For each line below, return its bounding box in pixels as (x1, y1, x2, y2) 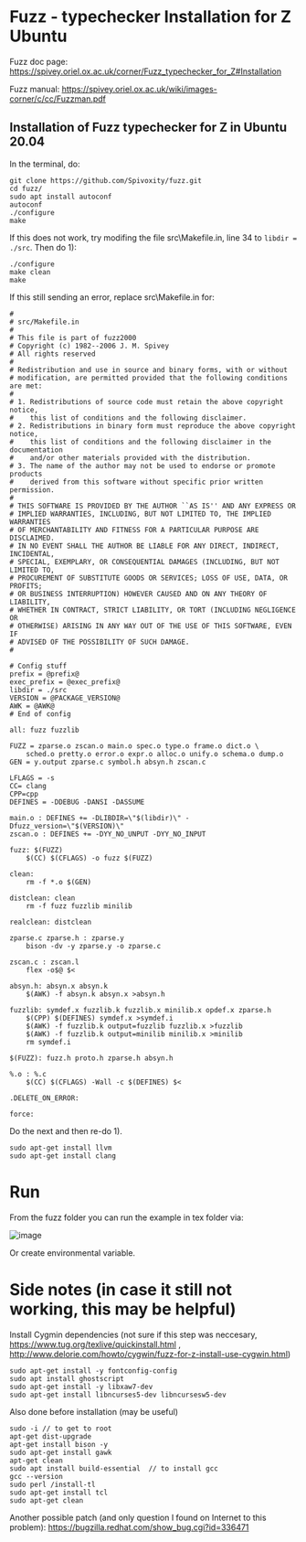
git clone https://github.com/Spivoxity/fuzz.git (9, 176, 203, 185)
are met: (9, 381, 43, 391)
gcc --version (9, 1472, 64, 1481)
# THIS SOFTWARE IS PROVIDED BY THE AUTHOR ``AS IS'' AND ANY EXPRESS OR (9, 501, 297, 510)
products (9, 469, 43, 478)
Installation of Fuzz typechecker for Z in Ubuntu (9, 120, 288, 135)
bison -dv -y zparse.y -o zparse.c (26, 941, 162, 950)
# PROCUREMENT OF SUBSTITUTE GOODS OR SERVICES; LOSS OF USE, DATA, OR (9, 573, 288, 583)
